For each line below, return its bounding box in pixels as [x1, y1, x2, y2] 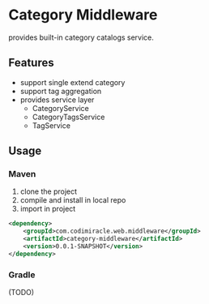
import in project [19, 204, 76, 214]
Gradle [8, 269, 36, 280]
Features [8, 56, 54, 70]
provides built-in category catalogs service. [8, 32, 154, 42]
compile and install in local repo [19, 195, 126, 205]
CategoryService [32, 103, 89, 113]
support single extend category [19, 77, 126, 87]
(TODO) [8, 288, 35, 298]
